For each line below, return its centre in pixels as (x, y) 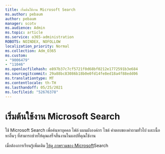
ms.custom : (16, 55)
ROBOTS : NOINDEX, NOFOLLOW (33, 42)
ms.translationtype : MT (30, 78)
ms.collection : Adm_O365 (31, 51)
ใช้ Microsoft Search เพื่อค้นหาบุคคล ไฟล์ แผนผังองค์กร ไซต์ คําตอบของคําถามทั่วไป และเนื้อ (83, 130)
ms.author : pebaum (24, 14)
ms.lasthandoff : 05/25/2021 (34, 87)
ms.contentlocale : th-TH (31, 83)
